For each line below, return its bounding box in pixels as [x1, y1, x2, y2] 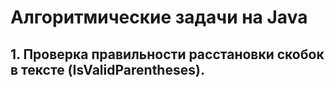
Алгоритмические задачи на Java [10, 6, 308, 29]
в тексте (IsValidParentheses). [10, 61, 205, 78]
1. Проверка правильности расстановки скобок [10, 46, 325, 63]
